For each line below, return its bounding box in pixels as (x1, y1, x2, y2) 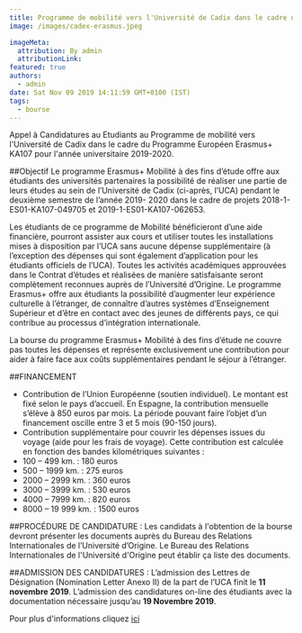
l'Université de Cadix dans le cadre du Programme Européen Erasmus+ (9, 139, 273, 149)
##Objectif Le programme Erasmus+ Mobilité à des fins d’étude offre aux (9, 166, 280, 176)
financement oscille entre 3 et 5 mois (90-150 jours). (22, 418, 218, 429)
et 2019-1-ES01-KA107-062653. (88, 204, 206, 215)
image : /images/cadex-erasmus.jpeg (9, 22, 143, 31)
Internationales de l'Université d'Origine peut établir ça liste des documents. (9, 550, 291, 561)
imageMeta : (9, 38, 50, 47)
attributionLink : (17, 55, 83, 64)
